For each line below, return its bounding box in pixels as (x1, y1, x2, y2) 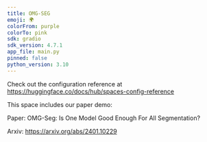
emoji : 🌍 (7, 16, 34, 23)
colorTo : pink (7, 29, 48, 36)
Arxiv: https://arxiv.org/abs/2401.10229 (7, 127, 118, 135)
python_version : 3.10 (7, 61, 69, 68)
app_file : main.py (7, 49, 60, 56)
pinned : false (7, 55, 48, 62)
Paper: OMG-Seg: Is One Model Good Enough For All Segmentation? (7, 114, 201, 122)
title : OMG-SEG (7, 10, 51, 17)
